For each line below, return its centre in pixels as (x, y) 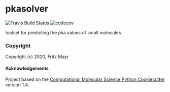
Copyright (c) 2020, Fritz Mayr (37, 57)
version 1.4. (17, 85)
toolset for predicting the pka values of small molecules (63, 32)
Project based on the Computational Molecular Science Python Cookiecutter (85, 79)
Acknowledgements (27, 68)
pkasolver (27, 9)
